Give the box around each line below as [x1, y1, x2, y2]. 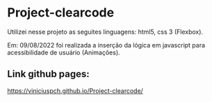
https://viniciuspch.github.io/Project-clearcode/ [7, 86, 144, 94]
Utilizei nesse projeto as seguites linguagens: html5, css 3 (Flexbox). [7, 28, 204, 36]
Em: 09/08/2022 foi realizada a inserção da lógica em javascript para [7, 41, 206, 49]
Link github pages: [7, 68, 90, 80]
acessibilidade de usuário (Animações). [7, 48, 120, 57]
